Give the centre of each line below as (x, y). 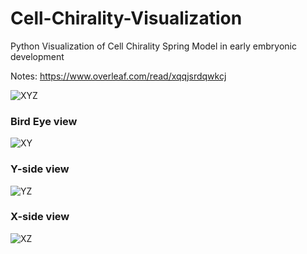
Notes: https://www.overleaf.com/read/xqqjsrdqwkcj (118, 76)
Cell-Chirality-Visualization (126, 18)
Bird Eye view (44, 121)
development (37, 56)
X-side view (40, 217)
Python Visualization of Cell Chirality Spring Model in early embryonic (153, 46)
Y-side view (40, 169)
